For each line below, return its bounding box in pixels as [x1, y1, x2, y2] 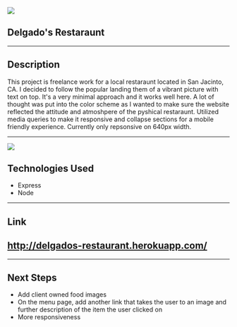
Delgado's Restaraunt [7, 27, 105, 39]
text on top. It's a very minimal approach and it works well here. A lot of [7, 92, 214, 101]
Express [17, 181, 42, 190]
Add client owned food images [17, 290, 107, 299]
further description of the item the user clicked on [17, 305, 163, 314]
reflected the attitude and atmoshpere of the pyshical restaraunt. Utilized [7, 107, 219, 116]
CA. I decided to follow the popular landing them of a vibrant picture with [7, 85, 219, 93]
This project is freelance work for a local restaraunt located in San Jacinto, [7, 78, 224, 86]
